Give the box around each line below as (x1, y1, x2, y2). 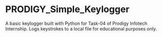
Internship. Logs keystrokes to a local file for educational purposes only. (5, 25, 157, 31)
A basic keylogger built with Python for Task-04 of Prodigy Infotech (5, 20, 148, 26)
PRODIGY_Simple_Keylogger (5, 4, 130, 15)
